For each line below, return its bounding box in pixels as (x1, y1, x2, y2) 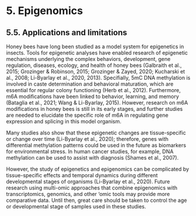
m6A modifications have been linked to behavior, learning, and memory (6, 93, 180, 100)
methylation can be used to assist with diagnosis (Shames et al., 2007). (6, 154, 179, 161)
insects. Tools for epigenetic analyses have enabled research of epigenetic (6, 49, 188, 56)
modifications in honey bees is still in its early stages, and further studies (6, 106, 183, 112)
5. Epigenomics (6, 4, 84, 18)
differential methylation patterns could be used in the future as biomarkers (6, 142, 187, 148)
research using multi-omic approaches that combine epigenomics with (6, 184, 178, 191)
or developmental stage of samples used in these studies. (6, 203, 147, 210)
